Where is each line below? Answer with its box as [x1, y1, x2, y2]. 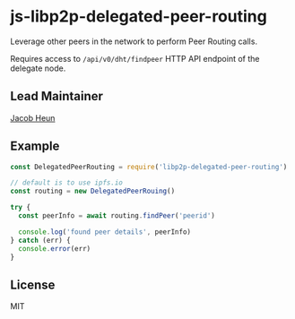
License [10, 277, 56, 292]
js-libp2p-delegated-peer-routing [10, 6, 267, 27]
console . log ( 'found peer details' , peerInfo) [18, 227, 192, 237]
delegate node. [10, 63, 66, 73]
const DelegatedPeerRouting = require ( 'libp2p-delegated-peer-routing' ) [10, 162, 288, 171]
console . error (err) [18, 244, 91, 253]
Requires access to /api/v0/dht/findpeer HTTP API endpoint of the [10, 53, 260, 64]
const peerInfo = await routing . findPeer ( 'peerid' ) [18, 211, 216, 220]
